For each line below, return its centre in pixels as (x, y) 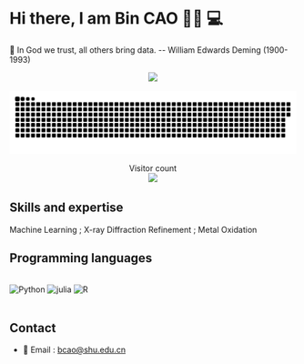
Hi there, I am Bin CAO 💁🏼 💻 (117, 19)
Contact (33, 328)
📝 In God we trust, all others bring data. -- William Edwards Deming (135, 50)
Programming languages (81, 258)
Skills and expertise (66, 208)
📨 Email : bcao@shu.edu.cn (74, 350)
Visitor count (153, 168)
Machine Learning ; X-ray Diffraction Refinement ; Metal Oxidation (133, 229)
